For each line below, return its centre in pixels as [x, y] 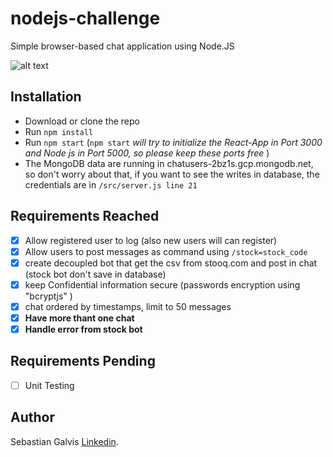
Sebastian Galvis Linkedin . [64, 441]
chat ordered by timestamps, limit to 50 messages [128, 306]
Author [32, 417]
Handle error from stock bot [83, 329]
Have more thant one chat [79, 318]
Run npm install [59, 131]
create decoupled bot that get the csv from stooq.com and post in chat [171, 263]
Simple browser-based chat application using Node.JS [122, 46]
